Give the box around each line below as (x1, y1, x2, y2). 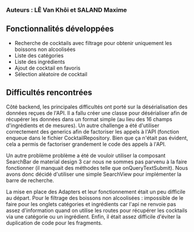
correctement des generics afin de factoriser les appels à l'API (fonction (6, 128, 179, 135)
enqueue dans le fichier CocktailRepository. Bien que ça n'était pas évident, (6, 134, 189, 141)
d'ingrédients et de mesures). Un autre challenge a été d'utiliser (6, 122, 160, 129)
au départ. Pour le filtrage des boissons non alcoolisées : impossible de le (6, 194, 184, 202)
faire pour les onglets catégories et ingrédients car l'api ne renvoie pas (6, 200, 176, 207)
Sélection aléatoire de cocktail (14, 70, 88, 77)
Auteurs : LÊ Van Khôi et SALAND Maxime (6, 6, 127, 14)
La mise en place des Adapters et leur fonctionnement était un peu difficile (6, 188, 186, 195)
